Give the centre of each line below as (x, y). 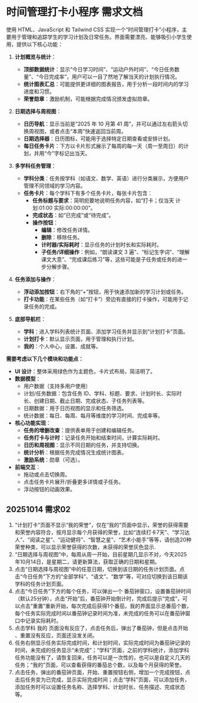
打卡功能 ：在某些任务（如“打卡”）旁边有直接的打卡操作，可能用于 (103, 299)
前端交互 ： (28, 467)
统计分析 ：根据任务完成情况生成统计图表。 (75, 452)
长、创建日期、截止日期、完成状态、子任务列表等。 (85, 401)
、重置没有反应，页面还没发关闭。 (56, 635)
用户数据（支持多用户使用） (57, 386)
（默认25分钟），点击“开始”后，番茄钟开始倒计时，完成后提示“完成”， (98, 598)
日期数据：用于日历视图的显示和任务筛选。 (75, 408)
